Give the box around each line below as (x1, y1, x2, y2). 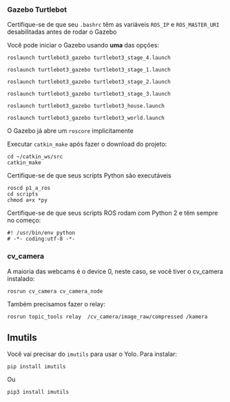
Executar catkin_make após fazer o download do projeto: (7, 140, 167, 149)
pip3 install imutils (7, 389, 70, 396)
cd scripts (7, 191, 39, 198)
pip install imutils (7, 363, 67, 370)
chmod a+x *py (7, 197, 48, 204)
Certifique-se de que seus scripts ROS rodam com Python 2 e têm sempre (7, 209, 218, 218)
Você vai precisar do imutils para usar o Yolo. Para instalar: (7, 350, 178, 359)
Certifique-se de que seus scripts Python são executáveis (7, 171, 172, 180)
